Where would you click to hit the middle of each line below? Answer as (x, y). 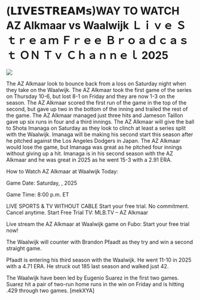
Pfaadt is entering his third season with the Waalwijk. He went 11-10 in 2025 (99, 260)
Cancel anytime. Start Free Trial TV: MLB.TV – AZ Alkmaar (77, 212)
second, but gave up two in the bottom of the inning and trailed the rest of (97, 109)
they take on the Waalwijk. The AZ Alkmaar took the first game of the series (99, 90)
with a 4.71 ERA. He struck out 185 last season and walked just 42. (87, 266)
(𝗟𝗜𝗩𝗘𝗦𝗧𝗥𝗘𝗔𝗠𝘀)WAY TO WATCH (93, 11)
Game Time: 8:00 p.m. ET (38, 194)
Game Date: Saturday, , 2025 (42, 183)
